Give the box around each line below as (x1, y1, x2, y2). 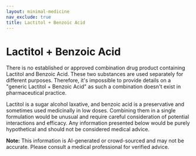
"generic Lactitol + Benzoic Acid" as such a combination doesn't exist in (6, 83, 181, 90)
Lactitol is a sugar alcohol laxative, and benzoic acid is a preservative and (6, 101, 184, 108)
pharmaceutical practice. (6, 89, 67, 97)
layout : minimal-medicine (6, 8, 69, 15)
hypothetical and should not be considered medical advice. (6, 126, 150, 133)
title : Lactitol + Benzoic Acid (6, 19, 85, 25)
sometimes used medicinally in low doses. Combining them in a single (6, 107, 176, 114)
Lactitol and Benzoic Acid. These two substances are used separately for (6, 71, 184, 78)
